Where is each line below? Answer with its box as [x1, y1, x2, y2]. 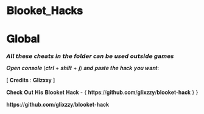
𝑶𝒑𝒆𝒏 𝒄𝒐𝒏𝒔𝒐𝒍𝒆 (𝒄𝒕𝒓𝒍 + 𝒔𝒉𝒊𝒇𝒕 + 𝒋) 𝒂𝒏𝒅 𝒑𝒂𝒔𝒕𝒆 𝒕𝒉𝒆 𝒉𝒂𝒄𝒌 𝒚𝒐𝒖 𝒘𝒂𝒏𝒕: [6, 65, 160, 72]
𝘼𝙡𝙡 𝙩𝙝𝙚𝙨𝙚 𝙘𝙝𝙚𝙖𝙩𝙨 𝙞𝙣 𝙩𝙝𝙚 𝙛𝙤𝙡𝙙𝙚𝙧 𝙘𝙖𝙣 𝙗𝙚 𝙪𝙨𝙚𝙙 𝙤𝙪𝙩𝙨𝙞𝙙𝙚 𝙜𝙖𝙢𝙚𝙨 [6, 52, 174, 60]
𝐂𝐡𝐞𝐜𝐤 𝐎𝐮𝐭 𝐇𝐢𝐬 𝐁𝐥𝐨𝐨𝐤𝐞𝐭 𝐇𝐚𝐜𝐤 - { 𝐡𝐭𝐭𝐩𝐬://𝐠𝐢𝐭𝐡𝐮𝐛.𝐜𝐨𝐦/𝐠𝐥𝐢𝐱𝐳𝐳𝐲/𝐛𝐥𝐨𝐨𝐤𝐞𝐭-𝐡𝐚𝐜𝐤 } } [6, 89, 199, 96]
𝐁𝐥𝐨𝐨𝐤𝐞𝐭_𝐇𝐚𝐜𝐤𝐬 [6, 4, 83, 18]
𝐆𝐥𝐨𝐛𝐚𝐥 [6, 32, 40, 46]
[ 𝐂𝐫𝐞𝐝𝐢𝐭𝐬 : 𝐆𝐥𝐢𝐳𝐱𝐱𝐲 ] [6, 77, 55, 84]
